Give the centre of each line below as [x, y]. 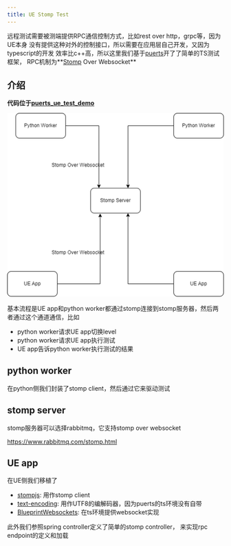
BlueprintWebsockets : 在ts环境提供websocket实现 [88, 512]
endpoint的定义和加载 [38, 536]
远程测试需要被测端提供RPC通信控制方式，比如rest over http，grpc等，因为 [114, 36]
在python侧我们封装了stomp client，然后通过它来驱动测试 [89, 388]
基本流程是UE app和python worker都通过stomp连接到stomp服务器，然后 [110, 309]
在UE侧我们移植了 [32, 481]
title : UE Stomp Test [38, 14]
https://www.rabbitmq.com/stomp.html [62, 441]
